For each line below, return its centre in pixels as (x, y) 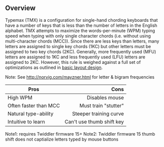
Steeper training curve (98, 113)
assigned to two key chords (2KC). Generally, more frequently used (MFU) (81, 51)
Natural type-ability (30, 113)
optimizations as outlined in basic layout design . (54, 67)
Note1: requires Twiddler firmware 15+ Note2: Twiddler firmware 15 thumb (80, 134)
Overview (20, 8)
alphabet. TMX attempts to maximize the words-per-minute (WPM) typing (80, 30)
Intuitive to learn (26, 122)
